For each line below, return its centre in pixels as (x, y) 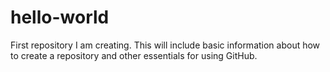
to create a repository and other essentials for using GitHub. (134, 55)
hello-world (60, 17)
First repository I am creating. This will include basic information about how (165, 45)
